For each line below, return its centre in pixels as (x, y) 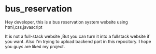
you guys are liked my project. (35, 46)
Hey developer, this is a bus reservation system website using (66, 22)
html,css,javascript (24, 27)
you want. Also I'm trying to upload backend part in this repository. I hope (78, 41)
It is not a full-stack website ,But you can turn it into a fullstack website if (77, 36)
